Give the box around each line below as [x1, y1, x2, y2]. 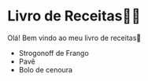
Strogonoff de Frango [18, 48, 90, 57]
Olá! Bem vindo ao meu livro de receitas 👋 [7, 33, 142, 42]
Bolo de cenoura [18, 64, 72, 74]
